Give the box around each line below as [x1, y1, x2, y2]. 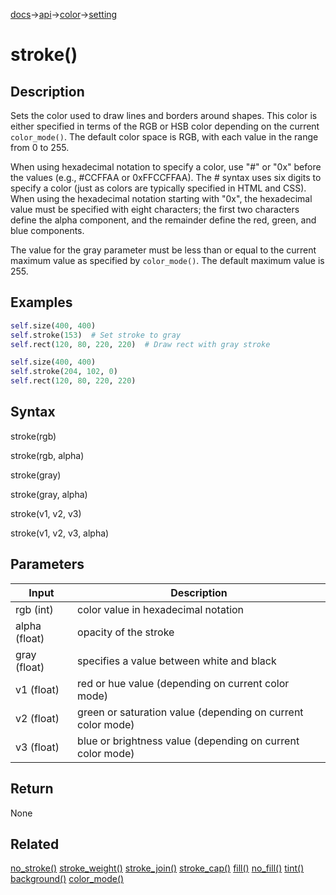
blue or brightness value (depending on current [77, 734, 300, 748]
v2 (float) [15, 711, 60, 725]
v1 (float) [15, 682, 60, 696]
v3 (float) [15, 740, 60, 754]
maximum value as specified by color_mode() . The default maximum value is [10, 255, 325, 266]
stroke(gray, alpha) [10, 488, 88, 500]
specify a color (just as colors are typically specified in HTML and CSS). [10, 182, 307, 194]
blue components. [10, 225, 85, 236]
